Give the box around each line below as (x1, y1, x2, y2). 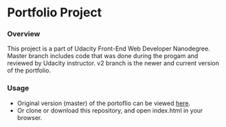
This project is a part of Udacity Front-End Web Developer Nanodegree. (7, 44, 211, 53)
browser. (16, 113, 43, 122)
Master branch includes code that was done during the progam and (7, 52, 199, 60)
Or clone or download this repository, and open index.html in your (16, 106, 203, 114)
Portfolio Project (7, 5, 102, 20)
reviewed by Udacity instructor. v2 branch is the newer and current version (7, 59, 220, 68)
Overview (7, 29, 41, 39)
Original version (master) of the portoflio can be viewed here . (16, 99, 191, 107)
